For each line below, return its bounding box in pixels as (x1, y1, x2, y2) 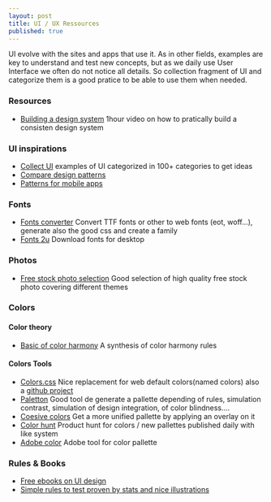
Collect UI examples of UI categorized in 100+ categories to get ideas (19, 161, 253, 171)
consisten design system (19, 123, 104, 132)
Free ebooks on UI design (19, 476, 107, 486)
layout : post (8, 11, 53, 20)
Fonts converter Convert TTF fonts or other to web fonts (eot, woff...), (19, 217, 253, 227)
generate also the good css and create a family (19, 226, 179, 236)
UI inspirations (8, 143, 67, 154)
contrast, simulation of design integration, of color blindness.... (19, 403, 230, 413)
